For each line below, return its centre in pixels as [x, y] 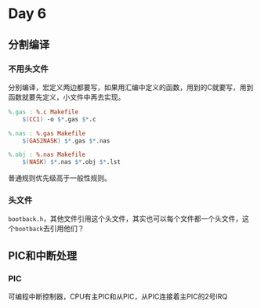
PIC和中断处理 [43, 255]
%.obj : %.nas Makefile [47, 155]
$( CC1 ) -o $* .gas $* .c [59, 119]
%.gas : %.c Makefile [43, 112]
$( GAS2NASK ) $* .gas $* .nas [66, 141]
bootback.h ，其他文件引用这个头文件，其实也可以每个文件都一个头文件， [125, 219]
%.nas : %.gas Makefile [47, 133]
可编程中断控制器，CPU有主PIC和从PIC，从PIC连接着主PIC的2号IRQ [118, 297]
